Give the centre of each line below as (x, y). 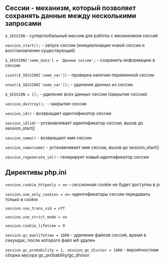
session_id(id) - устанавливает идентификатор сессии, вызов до (74, 123)
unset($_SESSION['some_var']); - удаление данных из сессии (69, 84)
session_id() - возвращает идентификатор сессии (58, 113)
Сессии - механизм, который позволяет (71, 8)
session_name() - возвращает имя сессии (48, 138)
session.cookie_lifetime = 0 (35, 226)
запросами (23, 24)
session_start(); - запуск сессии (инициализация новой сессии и (75, 45)
